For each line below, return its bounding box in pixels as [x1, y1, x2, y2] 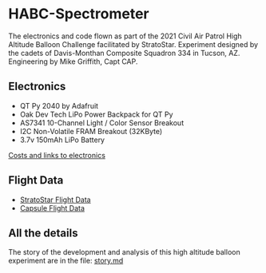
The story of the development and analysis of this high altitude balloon [8, 247, 241, 257]
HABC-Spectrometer [8, 5, 149, 23]
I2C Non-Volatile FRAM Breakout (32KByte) [19, 126, 163, 136]
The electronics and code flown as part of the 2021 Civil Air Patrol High [8, 31, 242, 41]
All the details [8, 226, 78, 239]
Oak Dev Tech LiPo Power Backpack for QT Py [19, 109, 173, 119]
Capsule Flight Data [19, 203, 85, 212]
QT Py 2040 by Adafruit [19, 101, 98, 110]
